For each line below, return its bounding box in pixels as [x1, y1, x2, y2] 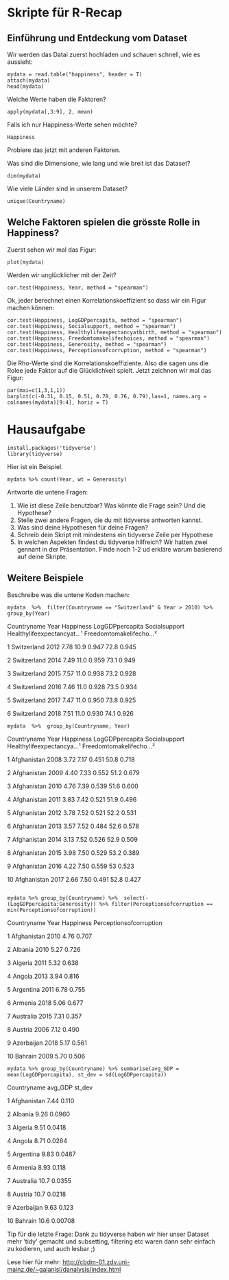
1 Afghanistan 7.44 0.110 [7, 1096, 75, 1105]
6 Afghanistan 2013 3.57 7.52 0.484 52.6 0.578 [7, 822, 139, 830]
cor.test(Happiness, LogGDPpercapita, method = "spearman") [7, 316, 183, 324]
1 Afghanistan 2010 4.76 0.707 [7, 932, 93, 940]
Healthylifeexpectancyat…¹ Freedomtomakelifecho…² [7, 629, 158, 638]
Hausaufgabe [7, 422, 86, 437]
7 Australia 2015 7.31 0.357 [7, 1012, 82, 1020]
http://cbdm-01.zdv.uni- [62, 1257, 130, 1266]
